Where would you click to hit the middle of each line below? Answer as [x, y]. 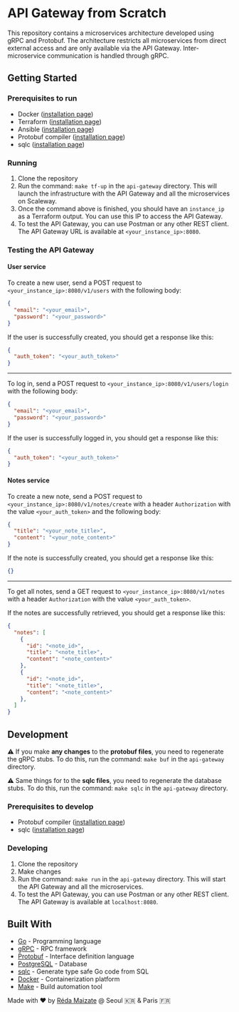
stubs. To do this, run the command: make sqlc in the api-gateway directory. [118, 788]
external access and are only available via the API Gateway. [95, 48]
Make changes [39, 871]
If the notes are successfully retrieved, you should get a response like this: [116, 612]
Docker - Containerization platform [69, 979]
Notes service [28, 480]
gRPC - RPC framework [52, 949]
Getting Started [42, 78]
